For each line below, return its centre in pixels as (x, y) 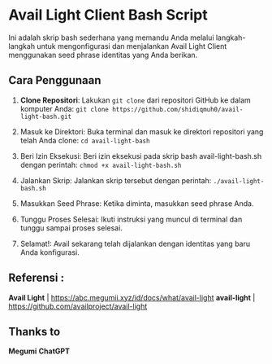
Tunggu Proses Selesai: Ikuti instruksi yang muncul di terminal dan (131, 219)
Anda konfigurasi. (50, 252)
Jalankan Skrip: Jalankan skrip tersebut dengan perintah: (116, 180)
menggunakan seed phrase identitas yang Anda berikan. (103, 55)
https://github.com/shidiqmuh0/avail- (178, 109)
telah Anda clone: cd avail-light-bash (85, 140)
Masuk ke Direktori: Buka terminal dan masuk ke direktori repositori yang (142, 131)
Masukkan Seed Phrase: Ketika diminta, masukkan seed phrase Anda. (137, 203)
